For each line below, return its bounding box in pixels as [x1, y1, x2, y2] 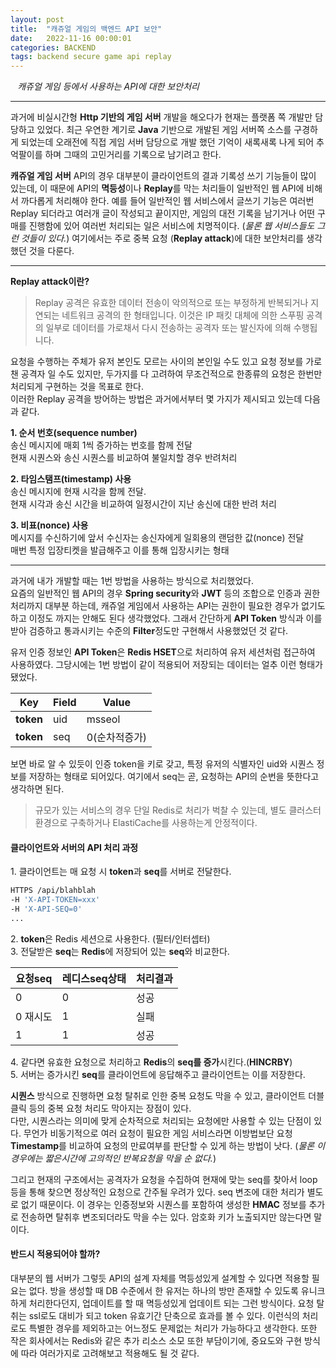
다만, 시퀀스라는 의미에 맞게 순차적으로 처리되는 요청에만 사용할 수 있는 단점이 [10, 1114, 312, 1126]
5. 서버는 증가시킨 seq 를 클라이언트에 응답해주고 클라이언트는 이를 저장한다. [10, 1068, 306, 1080]
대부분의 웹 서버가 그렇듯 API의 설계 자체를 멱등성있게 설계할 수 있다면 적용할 [10, 1272, 310, 1285]
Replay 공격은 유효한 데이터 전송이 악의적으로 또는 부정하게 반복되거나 [34, 297, 309, 309]
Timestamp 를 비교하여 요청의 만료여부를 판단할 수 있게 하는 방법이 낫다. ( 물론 [10, 1139, 315, 1151]
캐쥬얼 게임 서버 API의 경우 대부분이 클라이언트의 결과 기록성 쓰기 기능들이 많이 [10, 170, 317, 182]
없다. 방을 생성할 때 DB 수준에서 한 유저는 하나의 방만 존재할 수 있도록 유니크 [28, 1285, 326, 1297]
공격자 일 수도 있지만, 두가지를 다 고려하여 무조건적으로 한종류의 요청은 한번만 [20, 368, 323, 380]
